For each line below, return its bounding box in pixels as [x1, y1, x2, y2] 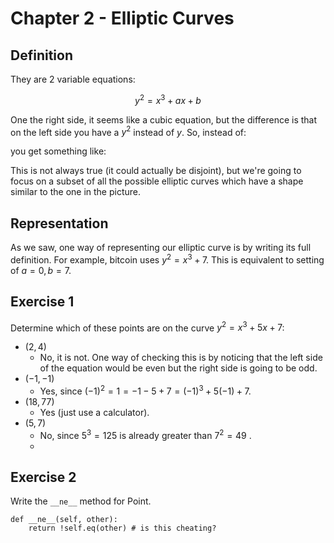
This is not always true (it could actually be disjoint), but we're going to [10, 165, 302, 177]
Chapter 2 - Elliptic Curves [10, 7, 235, 30]
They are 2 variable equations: [10, 73, 136, 85]
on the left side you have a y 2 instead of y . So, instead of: [10, 124, 247, 138]
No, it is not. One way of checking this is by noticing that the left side [39, 352, 323, 364]
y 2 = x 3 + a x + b [134, 93, 202, 106]
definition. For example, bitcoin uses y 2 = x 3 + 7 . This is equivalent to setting [10, 252, 325, 266]
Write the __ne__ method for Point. [10, 495, 152, 507]
